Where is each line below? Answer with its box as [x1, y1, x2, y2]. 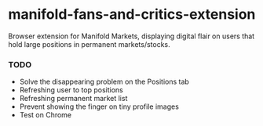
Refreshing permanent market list [19, 94, 128, 103]
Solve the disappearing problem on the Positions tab [19, 77, 190, 87]
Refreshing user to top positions [19, 85, 123, 95]
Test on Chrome [19, 110, 72, 120]
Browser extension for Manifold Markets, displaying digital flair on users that [8, 31, 255, 41]
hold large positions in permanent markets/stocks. [8, 39, 170, 49]
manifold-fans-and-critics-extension [8, 5, 256, 23]
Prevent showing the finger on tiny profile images [19, 102, 179, 111]
